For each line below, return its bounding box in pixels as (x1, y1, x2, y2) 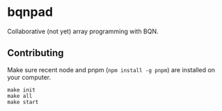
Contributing (7, 47, 64, 59)
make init (7, 86, 36, 94)
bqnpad (7, 4, 54, 20)
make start (7, 99, 39, 105)
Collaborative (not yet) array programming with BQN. (7, 27, 159, 35)
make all (7, 92, 33, 99)
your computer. (7, 73, 51, 81)
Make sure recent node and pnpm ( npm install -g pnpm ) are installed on (7, 65, 216, 74)
